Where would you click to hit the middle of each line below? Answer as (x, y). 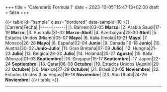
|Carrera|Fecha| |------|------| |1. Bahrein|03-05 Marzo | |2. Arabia (73, 27)
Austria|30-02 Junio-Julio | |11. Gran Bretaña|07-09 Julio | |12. (68, 48)
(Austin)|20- (148, 64)
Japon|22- (150, 59)
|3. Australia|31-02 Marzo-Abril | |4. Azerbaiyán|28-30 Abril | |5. (92, 32)
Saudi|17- (152, 27)
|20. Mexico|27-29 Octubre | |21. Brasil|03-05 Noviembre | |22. (96, 69)
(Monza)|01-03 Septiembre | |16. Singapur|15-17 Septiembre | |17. (72, 59)
